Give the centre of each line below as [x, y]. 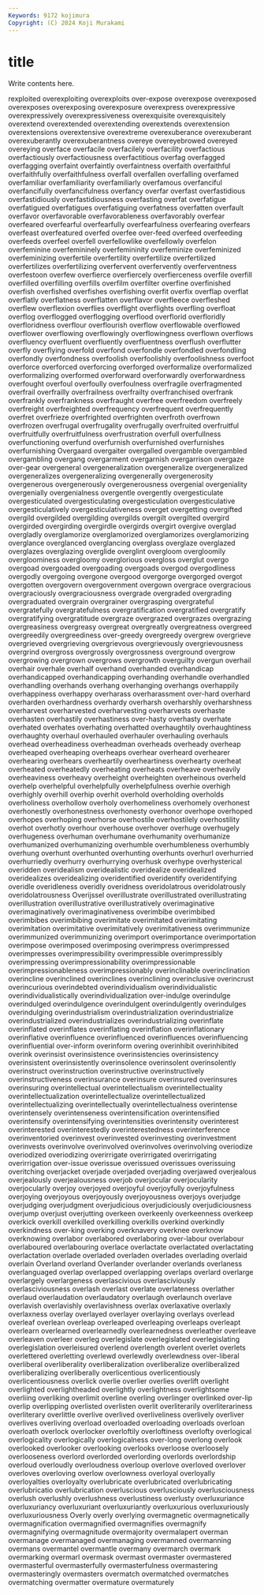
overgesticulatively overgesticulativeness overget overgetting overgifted [125, 510]
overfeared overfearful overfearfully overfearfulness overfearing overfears [129, 225]
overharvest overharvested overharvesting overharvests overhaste [117, 711]
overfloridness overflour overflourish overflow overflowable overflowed [124, 325]
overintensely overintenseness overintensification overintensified [114, 1113]
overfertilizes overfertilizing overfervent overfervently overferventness [123, 267]
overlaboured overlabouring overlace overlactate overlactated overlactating [131, 1247]
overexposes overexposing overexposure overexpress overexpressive [122, 107]
